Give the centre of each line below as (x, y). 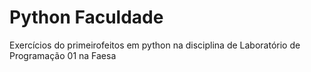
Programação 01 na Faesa (63, 55)
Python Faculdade (86, 17)
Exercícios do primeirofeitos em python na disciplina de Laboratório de (155, 45)
